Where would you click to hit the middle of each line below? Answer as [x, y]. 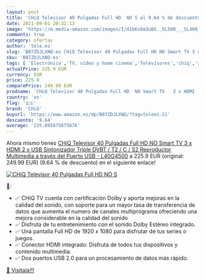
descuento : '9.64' [30, 120]
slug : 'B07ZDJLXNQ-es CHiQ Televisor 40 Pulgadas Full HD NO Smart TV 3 [101, 52]
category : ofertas [30, 40]
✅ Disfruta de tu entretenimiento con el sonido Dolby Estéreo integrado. [105, 224]
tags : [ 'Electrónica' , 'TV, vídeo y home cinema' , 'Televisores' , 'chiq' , [101, 63]
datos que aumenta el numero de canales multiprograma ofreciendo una [106, 212]
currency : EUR [24, 75]
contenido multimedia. [43, 252]
